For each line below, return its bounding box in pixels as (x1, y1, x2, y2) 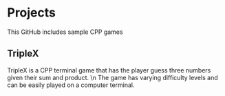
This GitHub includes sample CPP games (7, 28, 123, 36)
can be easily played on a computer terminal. (7, 81, 135, 89)
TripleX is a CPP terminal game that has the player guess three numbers (7, 66, 211, 74)
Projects (7, 5, 56, 21)
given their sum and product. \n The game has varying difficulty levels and (7, 73, 218, 81)
